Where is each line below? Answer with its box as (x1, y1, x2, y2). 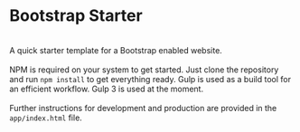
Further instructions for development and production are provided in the (9, 102, 277, 113)
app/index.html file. (9, 112, 83, 123)
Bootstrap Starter (9, 5, 143, 26)
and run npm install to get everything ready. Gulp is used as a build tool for (9, 73, 292, 84)
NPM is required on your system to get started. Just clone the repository (9, 64, 279, 75)
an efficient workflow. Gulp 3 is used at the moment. (9, 83, 204, 94)
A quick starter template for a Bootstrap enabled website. (9, 44, 223, 55)
